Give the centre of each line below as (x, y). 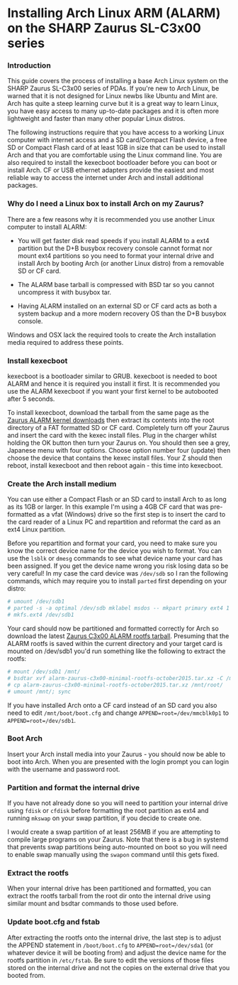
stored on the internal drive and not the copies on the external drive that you (119, 967)
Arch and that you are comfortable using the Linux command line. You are (115, 155)
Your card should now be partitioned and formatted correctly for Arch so (113, 628)
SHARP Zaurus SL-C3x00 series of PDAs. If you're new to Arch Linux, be (113, 88)
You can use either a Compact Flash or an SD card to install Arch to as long (117, 500)
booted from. (27, 975)
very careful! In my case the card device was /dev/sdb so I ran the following (118, 574)
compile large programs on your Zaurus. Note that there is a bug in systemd (118, 839)
